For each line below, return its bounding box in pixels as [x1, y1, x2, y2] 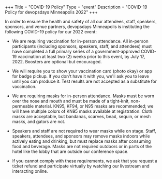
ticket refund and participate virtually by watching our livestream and [12, 163, 150, 169]
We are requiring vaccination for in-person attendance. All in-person [12, 38, 148, 44]
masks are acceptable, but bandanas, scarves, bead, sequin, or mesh [12, 114, 151, 119]
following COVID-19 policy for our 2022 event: [5, 29, 97, 34]
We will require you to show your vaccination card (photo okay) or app [12, 68, 152, 74]
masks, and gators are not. [12, 119, 66, 124]
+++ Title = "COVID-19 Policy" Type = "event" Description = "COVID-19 [5, 4, 147, 10]
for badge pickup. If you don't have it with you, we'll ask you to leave [12, 74, 149, 79]
